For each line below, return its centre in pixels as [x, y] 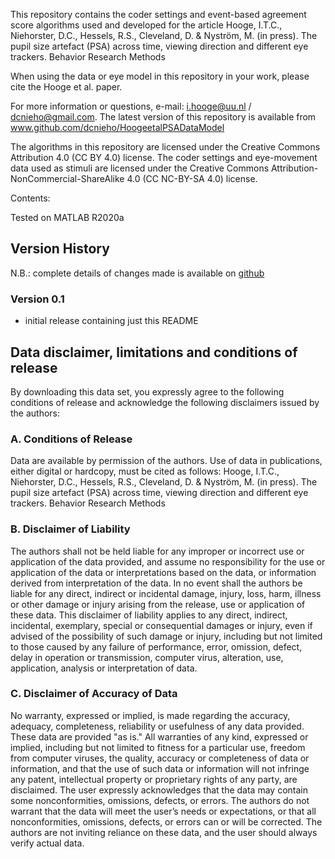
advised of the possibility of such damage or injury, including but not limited [166, 636]
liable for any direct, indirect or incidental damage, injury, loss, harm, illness [166, 593]
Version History [60, 249]
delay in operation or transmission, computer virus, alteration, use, [147, 657]
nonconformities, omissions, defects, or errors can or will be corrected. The [166, 821]
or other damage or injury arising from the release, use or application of [158, 604]
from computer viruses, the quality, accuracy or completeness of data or [160, 758]
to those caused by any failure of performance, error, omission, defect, [156, 646]
